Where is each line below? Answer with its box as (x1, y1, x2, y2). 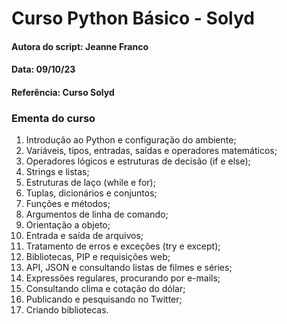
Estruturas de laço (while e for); (25, 177, 156, 189)
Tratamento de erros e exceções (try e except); (25, 240, 221, 252)
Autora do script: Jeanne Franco (11, 40, 149, 52)
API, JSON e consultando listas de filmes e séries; (25, 262, 233, 274)
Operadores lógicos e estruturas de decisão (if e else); (25, 155, 251, 167)
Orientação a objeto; (25, 219, 111, 231)
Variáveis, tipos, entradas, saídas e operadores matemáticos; (25, 145, 278, 157)
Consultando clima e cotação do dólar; (25, 283, 186, 295)
